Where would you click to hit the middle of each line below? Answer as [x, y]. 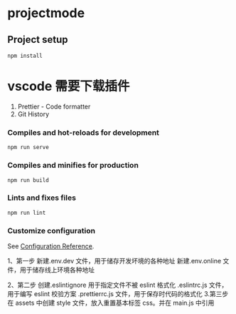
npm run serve [28, 148]
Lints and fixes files [42, 198]
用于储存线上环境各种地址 [57, 270]
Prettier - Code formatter [54, 106]
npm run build [28, 180]
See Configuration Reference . [51, 246]
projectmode [46, 13]
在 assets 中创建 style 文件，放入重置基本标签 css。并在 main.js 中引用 [111, 303]
